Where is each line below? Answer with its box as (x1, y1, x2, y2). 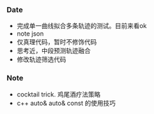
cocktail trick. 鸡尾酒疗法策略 (16, 90, 101, 99)
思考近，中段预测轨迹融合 (16, 47, 91, 55)
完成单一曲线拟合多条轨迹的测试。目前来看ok (16, 22, 147, 30)
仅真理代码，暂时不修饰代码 (16, 38, 97, 46)
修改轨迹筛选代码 (16, 55, 66, 64)
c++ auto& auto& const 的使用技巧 (16, 99, 116, 107)
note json (16, 29, 44, 38)
